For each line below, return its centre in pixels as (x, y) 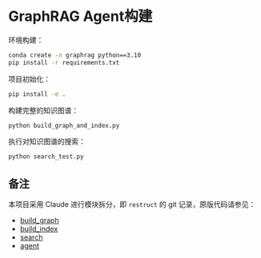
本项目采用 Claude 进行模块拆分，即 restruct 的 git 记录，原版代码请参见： (132, 204)
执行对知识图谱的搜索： (47, 141)
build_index (39, 229)
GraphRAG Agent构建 (80, 16)
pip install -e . (37, 94)
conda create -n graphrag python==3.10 (75, 55)
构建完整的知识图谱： (43, 110)
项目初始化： (29, 79)
